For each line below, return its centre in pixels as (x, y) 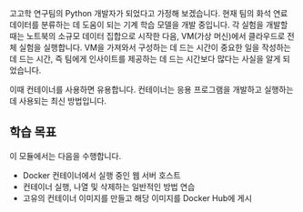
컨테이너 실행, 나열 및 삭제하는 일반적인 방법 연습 (109, 187)
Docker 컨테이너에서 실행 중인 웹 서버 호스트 (101, 175)
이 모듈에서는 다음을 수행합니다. (66, 156)
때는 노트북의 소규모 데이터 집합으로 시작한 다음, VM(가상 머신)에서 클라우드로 (147, 36)
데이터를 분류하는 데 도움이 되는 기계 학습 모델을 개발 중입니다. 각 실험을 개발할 (149, 25)
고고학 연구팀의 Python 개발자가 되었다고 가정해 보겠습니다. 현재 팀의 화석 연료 (149, 13)
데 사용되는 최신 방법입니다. (58, 101)
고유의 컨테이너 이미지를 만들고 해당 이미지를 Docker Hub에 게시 (137, 197)
